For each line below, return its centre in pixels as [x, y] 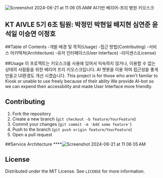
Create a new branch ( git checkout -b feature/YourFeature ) [74, 119]
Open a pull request [32, 134]
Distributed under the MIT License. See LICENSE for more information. [75, 171]
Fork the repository [32, 114]
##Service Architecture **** [34, 144]
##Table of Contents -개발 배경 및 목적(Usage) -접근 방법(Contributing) [75, 47]
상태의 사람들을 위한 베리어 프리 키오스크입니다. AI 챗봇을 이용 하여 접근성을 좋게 [82, 69]
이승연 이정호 [37, 34]
